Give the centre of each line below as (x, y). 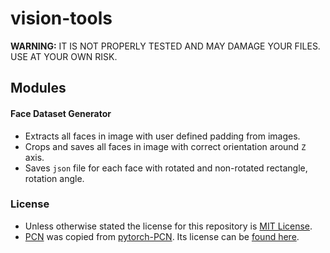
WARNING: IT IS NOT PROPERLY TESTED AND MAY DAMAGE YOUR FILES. (165, 46)
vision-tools (61, 18)
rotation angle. (54, 178)
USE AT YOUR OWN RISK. (64, 56)
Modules (38, 88)
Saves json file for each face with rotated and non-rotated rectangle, (166, 168)
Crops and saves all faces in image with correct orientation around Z (165, 146)
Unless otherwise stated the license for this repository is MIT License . (168, 226)
